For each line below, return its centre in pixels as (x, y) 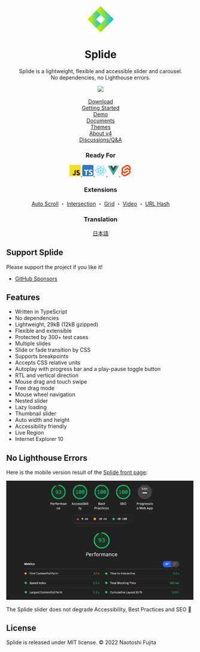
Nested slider (31, 401)
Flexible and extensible (43, 331)
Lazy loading (31, 407)
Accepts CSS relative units (48, 363)
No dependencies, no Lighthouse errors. (101, 77)
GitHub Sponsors (36, 279)
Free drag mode (35, 388)
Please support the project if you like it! (54, 267)
